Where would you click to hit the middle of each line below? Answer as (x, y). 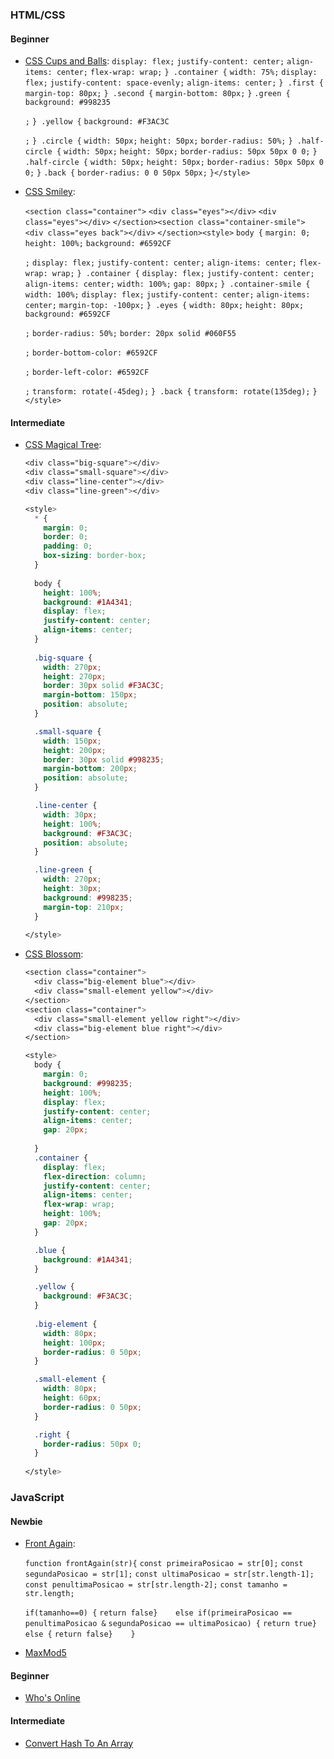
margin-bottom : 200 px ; (90, 769)
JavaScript (37, 1497)
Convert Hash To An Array (79, 1743)
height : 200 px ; (75, 750)
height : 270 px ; (75, 676)
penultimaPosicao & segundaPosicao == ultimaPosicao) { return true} (170, 1624)
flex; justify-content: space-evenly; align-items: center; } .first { (174, 83)
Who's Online (52, 1698)
